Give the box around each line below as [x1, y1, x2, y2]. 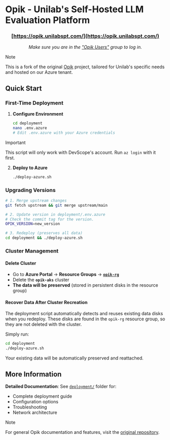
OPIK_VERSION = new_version [5, 222, 60, 227]
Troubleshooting [12, 404, 47, 410]
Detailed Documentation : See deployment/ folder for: [5, 383, 117, 389]
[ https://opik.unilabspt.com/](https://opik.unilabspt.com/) [11, 33, 159, 40]
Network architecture [12, 409, 57, 416]
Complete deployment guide [12, 393, 73, 399]
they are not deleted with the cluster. [5, 321, 82, 327]
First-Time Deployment [5, 99, 63, 106]
